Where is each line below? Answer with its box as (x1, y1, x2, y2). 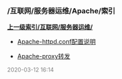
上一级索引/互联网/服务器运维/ (7, 23, 93, 32)
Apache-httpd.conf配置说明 (17, 38, 96, 46)
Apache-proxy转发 (17, 52, 71, 60)
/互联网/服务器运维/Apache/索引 (7, 5, 116, 15)
